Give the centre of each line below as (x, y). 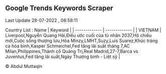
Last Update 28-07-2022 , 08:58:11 (41, 20)
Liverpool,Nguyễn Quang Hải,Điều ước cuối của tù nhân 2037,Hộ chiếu (78, 35)
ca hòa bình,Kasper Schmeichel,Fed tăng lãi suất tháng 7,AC (68, 46)
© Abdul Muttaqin (24, 66)
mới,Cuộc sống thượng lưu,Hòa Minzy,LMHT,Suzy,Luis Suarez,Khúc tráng (81, 40)
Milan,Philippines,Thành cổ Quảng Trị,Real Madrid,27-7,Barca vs (72, 51)
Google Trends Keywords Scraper (59, 8)
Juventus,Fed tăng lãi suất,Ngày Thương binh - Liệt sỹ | (63, 56)
